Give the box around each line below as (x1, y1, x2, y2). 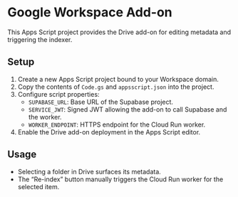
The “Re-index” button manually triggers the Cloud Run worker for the (17, 175, 224, 183)
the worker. (28, 112, 62, 121)
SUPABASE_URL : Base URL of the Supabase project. (28, 97, 173, 106)
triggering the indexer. (7, 35, 73, 43)
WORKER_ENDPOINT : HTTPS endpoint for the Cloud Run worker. (28, 120, 206, 129)
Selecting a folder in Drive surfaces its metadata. (17, 167, 162, 176)
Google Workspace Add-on (7, 4, 172, 21)
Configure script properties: (17, 90, 100, 98)
